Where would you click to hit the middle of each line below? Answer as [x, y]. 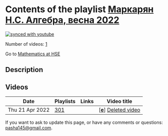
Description [24, 70]
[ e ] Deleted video [120, 110]
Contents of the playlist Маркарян [79, 9]
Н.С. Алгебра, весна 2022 [62, 20]
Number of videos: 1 [26, 44]
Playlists [65, 101]
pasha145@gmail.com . [29, 128]
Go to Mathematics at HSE [33, 54]
